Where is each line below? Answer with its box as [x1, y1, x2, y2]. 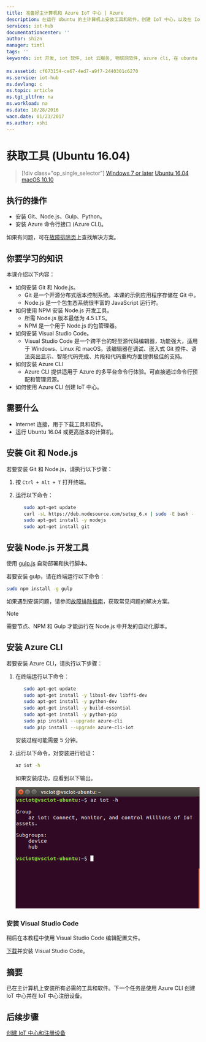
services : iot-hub [6, 23, 53, 29]
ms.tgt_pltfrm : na [6, 94, 53, 101]
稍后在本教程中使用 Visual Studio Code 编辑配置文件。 [6, 934, 144, 941]
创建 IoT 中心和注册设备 [6, 1029, 66, 1036]
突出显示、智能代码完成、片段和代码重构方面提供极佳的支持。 [29, 353, 186, 360]
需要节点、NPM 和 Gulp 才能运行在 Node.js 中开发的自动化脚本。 [6, 623, 170, 630]
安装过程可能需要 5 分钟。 [15, 736, 81, 743]
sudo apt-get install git [23, 524, 90, 530]
